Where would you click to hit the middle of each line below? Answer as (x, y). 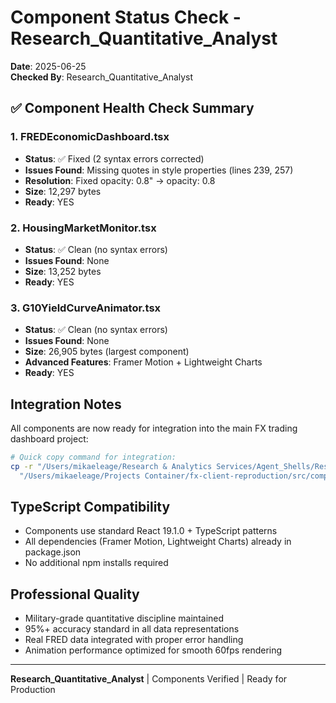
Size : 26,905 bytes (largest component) (107, 352)
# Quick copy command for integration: (93, 457)
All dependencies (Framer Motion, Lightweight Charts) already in (158, 542)
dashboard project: (49, 439)
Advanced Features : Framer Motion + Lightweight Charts (143, 362)
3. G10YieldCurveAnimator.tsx (86, 308)
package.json (53, 552)
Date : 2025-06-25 (48, 66)
